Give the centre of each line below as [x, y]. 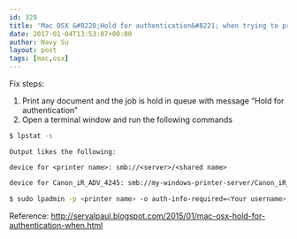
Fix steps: [27, 84]
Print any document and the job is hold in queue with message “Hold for [153, 101]
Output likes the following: [63, 151]
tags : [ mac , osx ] [39, 58]
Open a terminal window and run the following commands [127, 119]
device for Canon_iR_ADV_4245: [67, 182]
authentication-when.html [56, 225]
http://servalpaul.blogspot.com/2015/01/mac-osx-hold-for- [158, 216]
